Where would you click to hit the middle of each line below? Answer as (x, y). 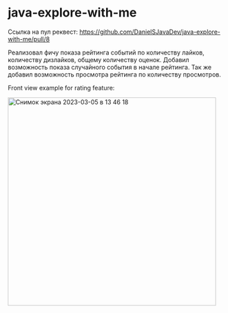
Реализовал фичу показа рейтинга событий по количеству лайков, (106, 52)
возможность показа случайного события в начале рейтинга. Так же (110, 67)
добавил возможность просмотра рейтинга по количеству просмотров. (114, 74)
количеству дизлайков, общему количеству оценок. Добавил (99, 59)
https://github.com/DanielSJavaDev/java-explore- (150, 32)
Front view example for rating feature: (61, 88)
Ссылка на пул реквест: (43, 32)
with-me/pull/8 (29, 39)
